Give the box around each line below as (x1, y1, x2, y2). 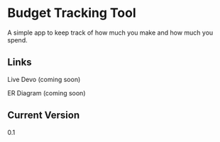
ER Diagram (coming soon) (7, 88, 86, 97)
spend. (7, 35, 28, 44)
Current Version (7, 110, 80, 122)
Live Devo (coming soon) (7, 75, 81, 83)
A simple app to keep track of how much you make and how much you (7, 28, 214, 37)
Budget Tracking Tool (7, 5, 136, 21)
